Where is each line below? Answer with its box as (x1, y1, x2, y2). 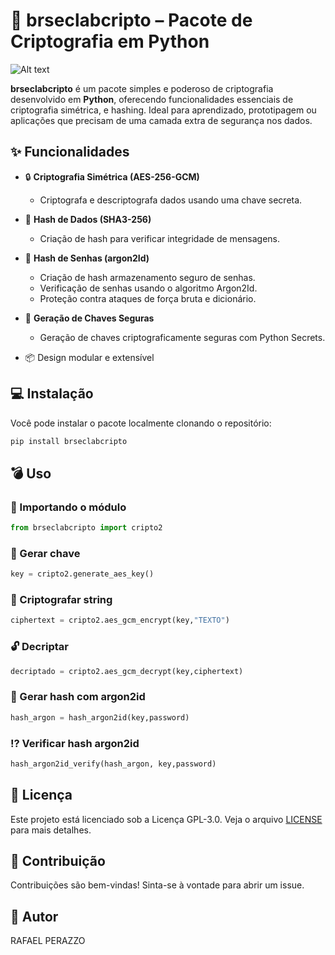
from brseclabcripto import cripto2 (10, 523, 163, 533)
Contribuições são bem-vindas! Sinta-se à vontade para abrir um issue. (10, 879, 305, 891)
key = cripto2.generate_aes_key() (10, 569, 155, 579)
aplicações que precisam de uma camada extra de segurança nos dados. (10, 114, 313, 126)
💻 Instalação (10, 385, 94, 403)
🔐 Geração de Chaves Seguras (24, 312, 155, 324)
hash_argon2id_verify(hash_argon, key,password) (10, 759, 217, 769)
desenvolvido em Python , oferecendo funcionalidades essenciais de (10, 93, 294, 105)
